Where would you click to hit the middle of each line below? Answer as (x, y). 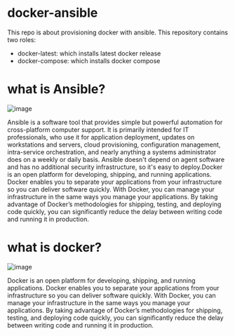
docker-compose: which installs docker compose (89, 60)
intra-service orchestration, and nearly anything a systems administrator (112, 152)
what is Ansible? (56, 89)
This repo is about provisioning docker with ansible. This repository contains (117, 32)
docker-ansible (53, 13)
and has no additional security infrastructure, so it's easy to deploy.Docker (115, 167)
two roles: (22, 39)
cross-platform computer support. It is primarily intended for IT (98, 129)
